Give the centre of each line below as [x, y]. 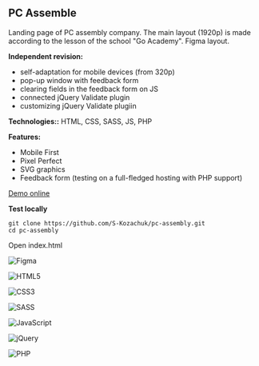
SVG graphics [42, 169]
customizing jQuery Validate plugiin [78, 105]
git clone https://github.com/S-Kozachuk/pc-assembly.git [107, 223]
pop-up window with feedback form [79, 80]
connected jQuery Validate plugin [75, 97]
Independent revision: [46, 56]
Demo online [29, 193]
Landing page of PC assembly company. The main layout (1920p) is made [130, 32]
